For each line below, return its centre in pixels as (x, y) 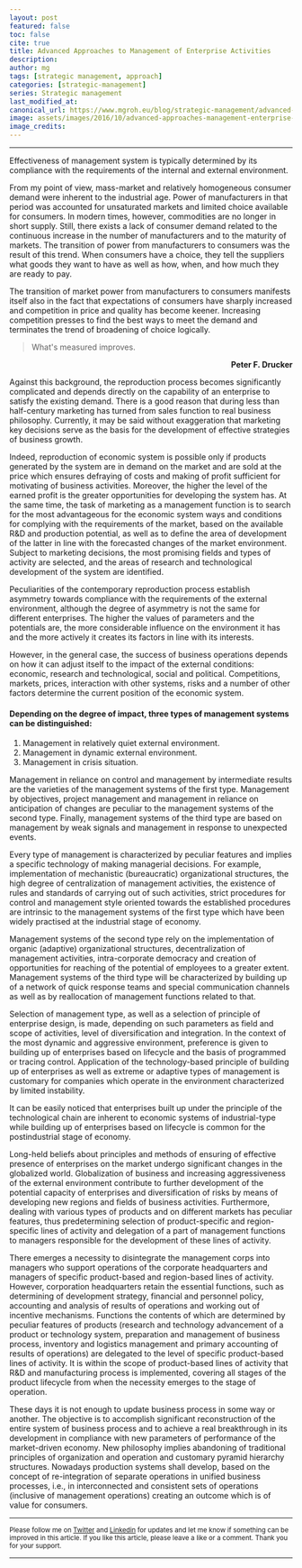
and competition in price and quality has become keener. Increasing (135, 310)
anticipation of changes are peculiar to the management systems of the (142, 808)
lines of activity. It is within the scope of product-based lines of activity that (149, 1363)
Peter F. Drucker (262, 365)
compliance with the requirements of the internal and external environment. (149, 170)
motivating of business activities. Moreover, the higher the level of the (138, 486)
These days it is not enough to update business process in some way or (142, 1409)
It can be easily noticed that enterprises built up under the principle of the (146, 1108)
